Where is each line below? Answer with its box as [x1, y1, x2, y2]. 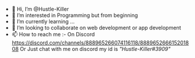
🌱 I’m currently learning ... [11, 18, 75, 25]
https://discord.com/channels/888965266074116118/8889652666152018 [11, 39, 189, 46]
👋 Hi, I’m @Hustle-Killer [11, 6, 69, 12]
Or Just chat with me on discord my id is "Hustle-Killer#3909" [19, 46, 171, 52]
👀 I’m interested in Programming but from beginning [11, 12, 138, 19]
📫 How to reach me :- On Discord [11, 31, 95, 37]
